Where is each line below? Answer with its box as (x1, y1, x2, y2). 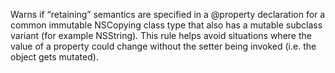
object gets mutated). (10, 51, 99, 63)
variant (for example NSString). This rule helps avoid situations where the (10, 30, 312, 41)
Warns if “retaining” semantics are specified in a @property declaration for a (10, 9, 326, 20)
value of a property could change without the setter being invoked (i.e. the (10, 40, 317, 52)
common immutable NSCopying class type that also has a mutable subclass (10, 19, 323, 31)
